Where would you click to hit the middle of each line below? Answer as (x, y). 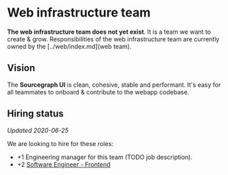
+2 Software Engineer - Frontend (64, 164)
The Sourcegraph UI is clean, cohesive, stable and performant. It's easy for (114, 85)
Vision (21, 68)
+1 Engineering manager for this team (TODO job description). (105, 157)
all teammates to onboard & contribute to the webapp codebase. (98, 92)
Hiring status (35, 114)
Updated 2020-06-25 (38, 130)
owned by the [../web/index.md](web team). (69, 46)
